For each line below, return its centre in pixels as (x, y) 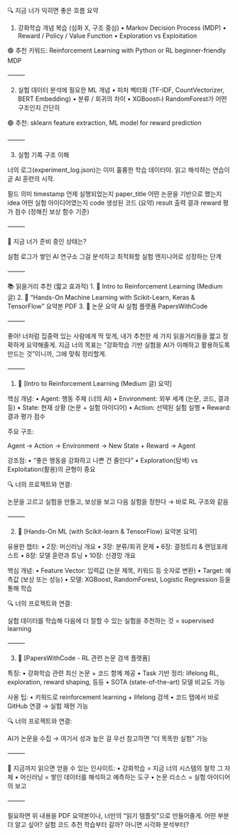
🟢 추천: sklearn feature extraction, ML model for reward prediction (104, 123)
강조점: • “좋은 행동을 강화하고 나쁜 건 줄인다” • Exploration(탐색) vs (103, 460)
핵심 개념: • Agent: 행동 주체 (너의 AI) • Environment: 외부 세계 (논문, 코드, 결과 (118, 399)
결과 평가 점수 (27, 416)
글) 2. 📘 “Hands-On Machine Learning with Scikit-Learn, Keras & (101, 297)
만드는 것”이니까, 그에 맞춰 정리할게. (57, 354)
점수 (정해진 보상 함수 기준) (52, 211)
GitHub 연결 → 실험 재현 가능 (48, 706)
